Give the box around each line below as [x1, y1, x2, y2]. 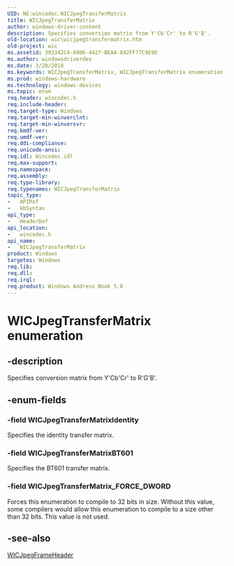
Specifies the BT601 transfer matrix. [7, 464, 110, 472]
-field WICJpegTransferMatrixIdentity [7, 415, 139, 424]
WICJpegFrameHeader [7, 551, 74, 559]
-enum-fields [7, 394, 66, 405]
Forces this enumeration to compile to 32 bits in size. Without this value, [7, 497, 214, 506]
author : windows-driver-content [7, 23, 101, 30]
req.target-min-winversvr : [7, 120, 86, 128]
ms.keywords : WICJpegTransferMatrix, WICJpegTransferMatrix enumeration [7, 68, 224, 75]
